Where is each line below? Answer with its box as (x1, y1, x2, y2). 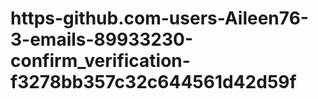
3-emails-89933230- (10, 28, 194, 51)
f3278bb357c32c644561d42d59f (10, 71, 297, 94)
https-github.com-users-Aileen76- (10, 7, 309, 30)
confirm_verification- (10, 50, 191, 72)
